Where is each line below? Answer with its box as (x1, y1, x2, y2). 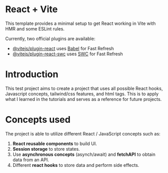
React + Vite (5, 4, 58, 15)
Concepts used (5, 114, 71, 125)
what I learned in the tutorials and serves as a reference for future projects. (5, 96, 162, 102)
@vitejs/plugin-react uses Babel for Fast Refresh (12, 45, 114, 51)
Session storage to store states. (12, 146, 80, 152)
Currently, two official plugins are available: (5, 36, 96, 42)
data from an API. (12, 156, 49, 163)
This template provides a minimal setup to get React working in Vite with (5, 20, 156, 26)
